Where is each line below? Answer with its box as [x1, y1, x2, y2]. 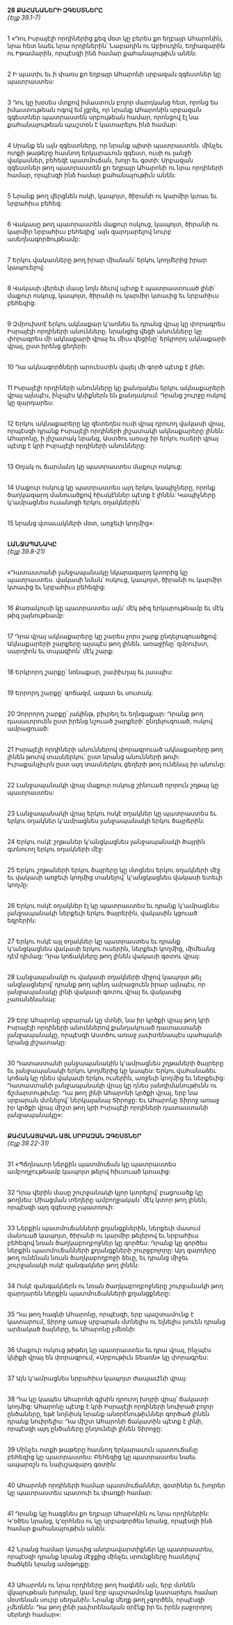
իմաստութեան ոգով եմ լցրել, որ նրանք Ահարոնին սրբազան [7, 106, 202, 113]
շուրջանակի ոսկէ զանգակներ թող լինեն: [7, 1261, 140, 1269]
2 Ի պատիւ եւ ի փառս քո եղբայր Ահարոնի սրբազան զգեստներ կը [7, 70, 221, 78]
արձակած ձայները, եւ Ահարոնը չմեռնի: [7, 1325, 136, 1333]
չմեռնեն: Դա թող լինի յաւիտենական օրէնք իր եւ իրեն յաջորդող [7, 1603, 212, 1611]
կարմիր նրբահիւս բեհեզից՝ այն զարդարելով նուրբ [7, 228, 172, 235]
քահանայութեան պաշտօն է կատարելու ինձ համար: [7, 120, 177, 128]
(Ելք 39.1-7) [7, 13, 41, 22]
